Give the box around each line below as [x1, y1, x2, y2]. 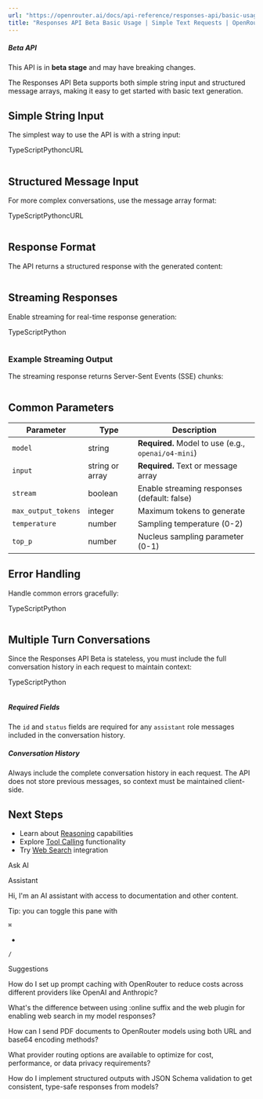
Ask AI [8, 861, 30, 870]
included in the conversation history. [8, 731, 126, 740]
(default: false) [137, 493, 192, 504]
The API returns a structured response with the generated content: [8, 261, 223, 271]
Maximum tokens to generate [137, 505, 245, 516]
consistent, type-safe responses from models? [8, 1082, 159, 1092]
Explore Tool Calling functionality [19, 837, 127, 847]
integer [88, 505, 115, 516]
